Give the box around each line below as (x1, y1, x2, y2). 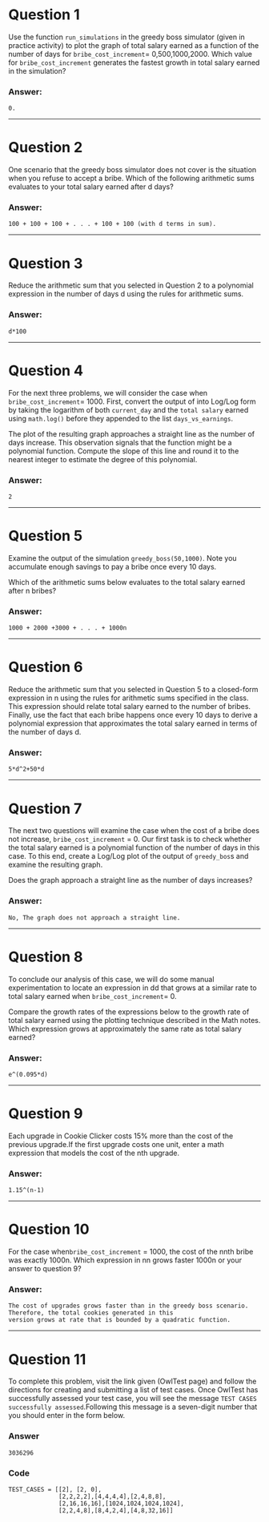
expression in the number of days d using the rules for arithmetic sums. (8, 289, 244, 299)
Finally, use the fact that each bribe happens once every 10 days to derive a (8, 711, 259, 720)
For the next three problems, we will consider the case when (8, 388, 208, 397)
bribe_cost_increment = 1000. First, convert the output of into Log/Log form (8, 397, 256, 406)
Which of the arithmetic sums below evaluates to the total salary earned (8, 577, 246, 586)
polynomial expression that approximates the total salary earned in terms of (8, 719, 258, 728)
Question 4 (8, 361, 84, 380)
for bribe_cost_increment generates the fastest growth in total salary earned (8, 58, 260, 67)
